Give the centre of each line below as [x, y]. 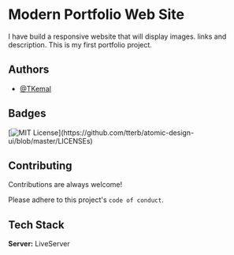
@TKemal [35, 88]
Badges [27, 113]
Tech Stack [36, 225]
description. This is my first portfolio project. [80, 44]
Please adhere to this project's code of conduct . [86, 200]
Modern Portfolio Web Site [97, 15]
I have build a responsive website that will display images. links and [117, 36]
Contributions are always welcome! [65, 185]
